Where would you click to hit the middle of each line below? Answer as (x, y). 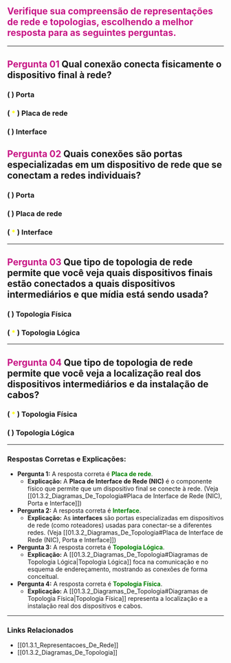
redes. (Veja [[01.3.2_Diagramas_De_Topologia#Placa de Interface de (125, 533)
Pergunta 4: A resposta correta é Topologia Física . (90, 584)
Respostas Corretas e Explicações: (67, 459)
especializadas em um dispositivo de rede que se (114, 165)
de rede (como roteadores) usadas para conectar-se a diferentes (119, 525)
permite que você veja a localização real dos (104, 373)
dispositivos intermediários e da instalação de (108, 384)
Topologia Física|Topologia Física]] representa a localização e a (118, 599)
